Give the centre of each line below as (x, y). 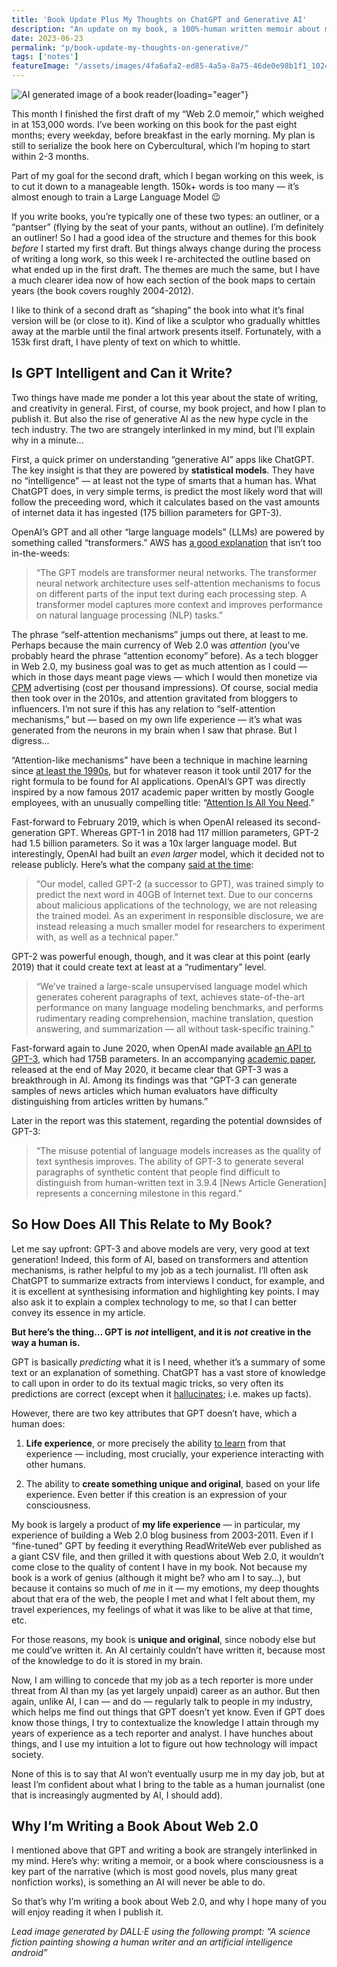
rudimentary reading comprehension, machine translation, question (174, 1018)
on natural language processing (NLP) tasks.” (129, 615)
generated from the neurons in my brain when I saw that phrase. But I (154, 730)
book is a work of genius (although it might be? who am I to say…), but (156, 1577)
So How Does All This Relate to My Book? (142, 1224)
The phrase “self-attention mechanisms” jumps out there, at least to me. (160, 634)
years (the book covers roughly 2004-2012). (102, 290)
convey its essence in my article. (78, 1312)
